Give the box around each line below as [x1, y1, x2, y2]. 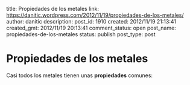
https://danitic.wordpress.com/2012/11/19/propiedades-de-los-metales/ [6, 11, 184, 19]
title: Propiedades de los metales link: [6, 5, 100, 12]
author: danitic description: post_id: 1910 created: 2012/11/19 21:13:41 [6, 18, 177, 25]
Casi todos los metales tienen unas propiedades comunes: [6, 72, 153, 79]
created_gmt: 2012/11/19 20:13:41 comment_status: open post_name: [6, 24, 176, 31]
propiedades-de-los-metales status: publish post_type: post [6, 31, 156, 38]
